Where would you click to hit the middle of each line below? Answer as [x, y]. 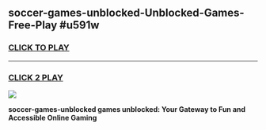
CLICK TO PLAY [39, 48]
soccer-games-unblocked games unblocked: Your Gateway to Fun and [127, 109]
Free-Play [33, 26]
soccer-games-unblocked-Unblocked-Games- [126, 13]
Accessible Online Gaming [53, 117]
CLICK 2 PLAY [36, 77]
